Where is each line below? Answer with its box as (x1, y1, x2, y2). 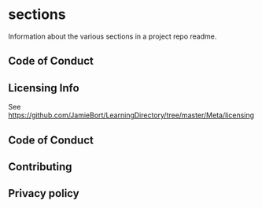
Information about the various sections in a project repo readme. (8, 32, 217, 41)
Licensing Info (8, 81, 80, 95)
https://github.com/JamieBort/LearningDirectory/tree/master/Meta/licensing (8, 110, 254, 120)
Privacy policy (8, 187, 80, 200)
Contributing (8, 160, 72, 173)
